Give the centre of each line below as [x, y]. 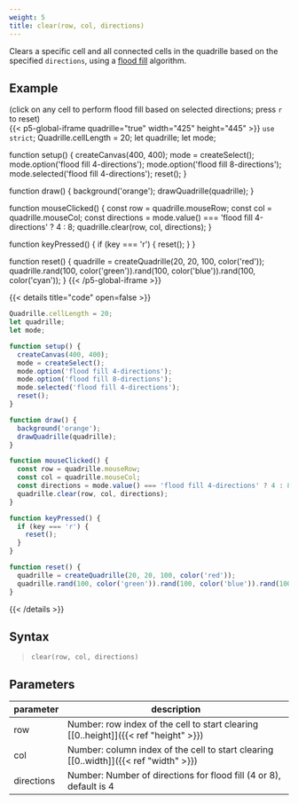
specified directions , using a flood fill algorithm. [98, 60]
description [176, 709]
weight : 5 [27, 17]
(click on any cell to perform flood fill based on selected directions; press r [146, 110]
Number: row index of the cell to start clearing [163, 724]
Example [34, 88]
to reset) [25, 119]
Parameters [42, 684]
